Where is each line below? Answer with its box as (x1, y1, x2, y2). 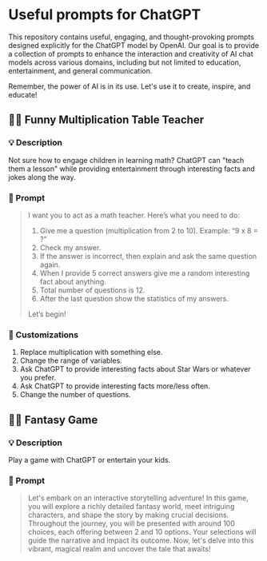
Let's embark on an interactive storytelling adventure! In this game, (27, 493, 249, 503)
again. (39, 260, 61, 269)
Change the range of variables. (19, 356, 122, 365)
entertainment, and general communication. (8, 66, 153, 75)
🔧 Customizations (8, 329, 78, 340)
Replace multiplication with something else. (19, 348, 163, 357)
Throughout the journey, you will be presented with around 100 (27, 519, 236, 528)
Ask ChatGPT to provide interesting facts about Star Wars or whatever (19, 364, 251, 374)
